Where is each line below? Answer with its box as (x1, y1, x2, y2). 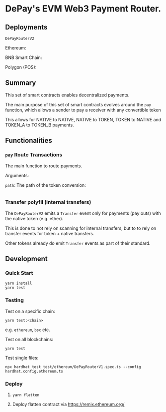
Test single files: (5, 355, 39, 361)
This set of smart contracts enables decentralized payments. (5, 92, 130, 98)
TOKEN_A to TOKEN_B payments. (5, 122, 74, 128)
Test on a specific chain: (5, 308, 56, 314)
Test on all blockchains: (5, 336, 54, 342)
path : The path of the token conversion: (5, 182, 86, 188)
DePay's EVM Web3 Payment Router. (5, 3, 162, 14)
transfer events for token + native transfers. (5, 230, 94, 236)
